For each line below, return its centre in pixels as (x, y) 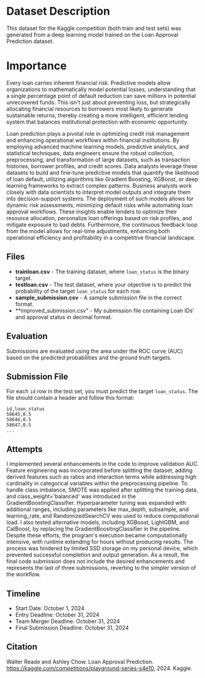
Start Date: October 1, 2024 (50, 608)
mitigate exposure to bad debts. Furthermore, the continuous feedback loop (102, 224)
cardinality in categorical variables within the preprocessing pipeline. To (97, 484)
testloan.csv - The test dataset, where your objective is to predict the (103, 284)
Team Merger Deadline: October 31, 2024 (68, 621)
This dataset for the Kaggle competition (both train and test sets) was (94, 28)
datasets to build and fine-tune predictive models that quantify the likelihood (102, 172)
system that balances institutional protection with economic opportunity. (97, 122)
